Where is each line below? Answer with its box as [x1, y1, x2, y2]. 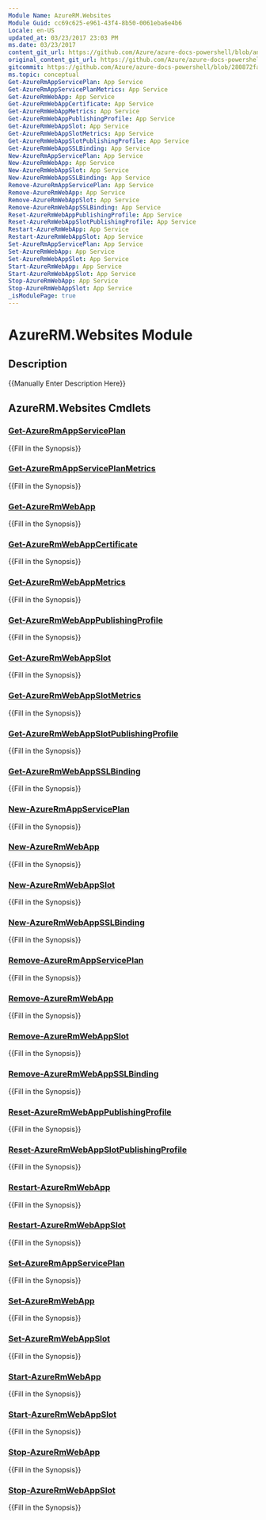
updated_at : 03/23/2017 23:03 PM [8, 33, 119, 42]
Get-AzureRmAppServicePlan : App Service [8, 78, 144, 86]
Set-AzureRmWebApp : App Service [8, 248, 115, 255]
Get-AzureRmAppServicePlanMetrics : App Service [8, 85, 169, 94]
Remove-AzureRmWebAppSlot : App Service [8, 196, 140, 204]
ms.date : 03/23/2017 [8, 41, 77, 49]
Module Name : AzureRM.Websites [8, 11, 112, 20]
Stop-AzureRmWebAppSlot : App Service [8, 285, 133, 293]
